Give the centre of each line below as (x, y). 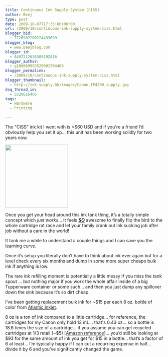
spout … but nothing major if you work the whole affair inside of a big (76, 281)
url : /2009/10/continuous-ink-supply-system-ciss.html (64, 29)
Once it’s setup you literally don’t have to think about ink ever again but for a (84, 256)
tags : (11, 99)
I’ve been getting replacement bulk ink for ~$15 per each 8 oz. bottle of (79, 302)
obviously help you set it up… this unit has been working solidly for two (78, 132)
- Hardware (21, 104)
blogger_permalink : (26, 71)
